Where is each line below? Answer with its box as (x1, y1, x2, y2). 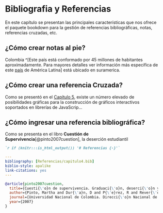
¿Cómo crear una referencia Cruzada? (5, 81, 123, 89)
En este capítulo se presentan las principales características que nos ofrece (5, 19, 157, 25)
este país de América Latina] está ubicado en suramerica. (5, 67, 120, 73)
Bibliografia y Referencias (5, 3, 112, 15)
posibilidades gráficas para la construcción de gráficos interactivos (5, 99, 140, 105)
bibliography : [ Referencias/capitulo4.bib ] (5, 159, 95, 164)
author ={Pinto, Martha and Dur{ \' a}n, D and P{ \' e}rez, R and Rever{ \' (9, 190, 158, 195)
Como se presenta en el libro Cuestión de (5, 131, 89, 137)
